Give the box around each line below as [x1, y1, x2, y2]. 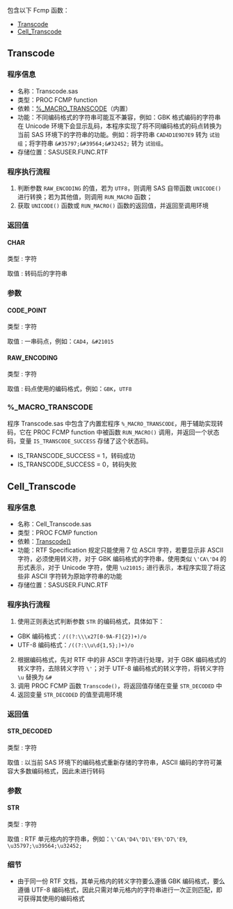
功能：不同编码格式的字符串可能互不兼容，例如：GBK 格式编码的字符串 [17, 113, 221, 121]
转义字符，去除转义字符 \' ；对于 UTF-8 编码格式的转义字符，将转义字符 [17, 664, 225, 672]
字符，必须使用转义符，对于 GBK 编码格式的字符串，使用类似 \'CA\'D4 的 [17, 555, 227, 563]
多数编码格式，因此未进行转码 [19, 766, 105, 775]
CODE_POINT [7, 306, 47, 315]
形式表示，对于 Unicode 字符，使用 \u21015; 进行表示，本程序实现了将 [17, 563, 220, 572]
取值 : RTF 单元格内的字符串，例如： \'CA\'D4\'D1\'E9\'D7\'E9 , [7, 835, 188, 843]
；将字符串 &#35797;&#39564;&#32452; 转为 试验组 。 [22, 139, 168, 148]
